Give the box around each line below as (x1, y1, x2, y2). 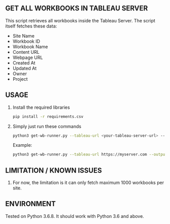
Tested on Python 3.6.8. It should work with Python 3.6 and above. (5, 213, 145, 219)
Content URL (12, 49, 40, 55)
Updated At (12, 65, 37, 71)
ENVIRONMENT (5, 200, 56, 208)
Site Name (12, 33, 35, 39)
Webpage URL (12, 54, 43, 60)
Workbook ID (12, 38, 41, 44)
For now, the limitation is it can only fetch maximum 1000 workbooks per (12, 180, 164, 186)
